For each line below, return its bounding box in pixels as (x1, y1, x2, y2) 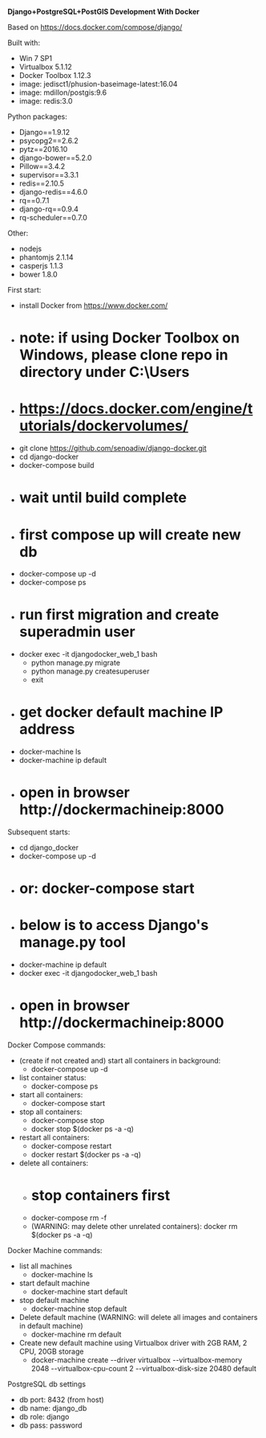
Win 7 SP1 (18, 54, 53, 63)
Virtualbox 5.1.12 (18, 62, 73, 72)
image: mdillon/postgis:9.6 (18, 88, 107, 97)
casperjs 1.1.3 (18, 261, 63, 270)
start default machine (18, 1278, 90, 1288)
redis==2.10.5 (18, 178, 65, 188)
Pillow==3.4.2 (18, 162, 66, 171)
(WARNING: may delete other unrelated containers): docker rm (30, 1222, 238, 1231)
